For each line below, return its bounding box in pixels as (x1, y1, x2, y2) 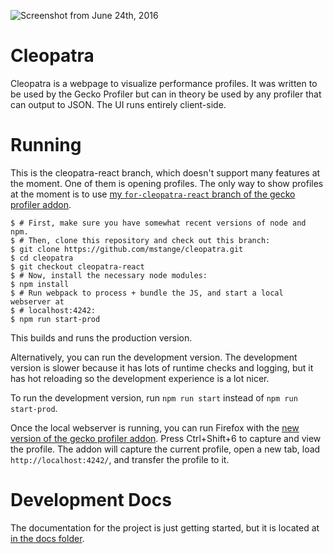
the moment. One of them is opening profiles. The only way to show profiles (10, 177, 324, 189)
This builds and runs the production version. (10, 331, 193, 344)
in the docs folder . (10, 532, 85, 544)
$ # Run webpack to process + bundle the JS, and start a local (10, 288, 284, 298)
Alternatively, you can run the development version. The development (10, 351, 298, 363)
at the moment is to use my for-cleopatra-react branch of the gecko (10, 188, 296, 200)
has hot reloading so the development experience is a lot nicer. (10, 372, 270, 384)
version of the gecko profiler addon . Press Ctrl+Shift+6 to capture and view (10, 432, 322, 444)
